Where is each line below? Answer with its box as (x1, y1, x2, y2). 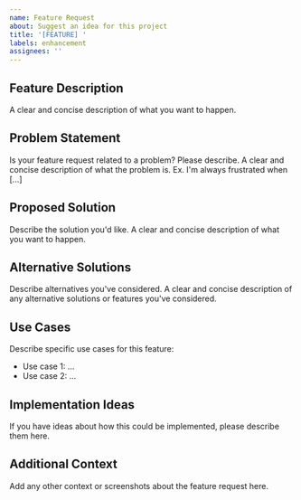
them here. (9, 430, 50, 441)
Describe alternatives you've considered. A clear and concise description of (9, 284, 293, 295)
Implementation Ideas (9, 397, 136, 412)
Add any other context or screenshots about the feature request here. (9, 480, 269, 491)
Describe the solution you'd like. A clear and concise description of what (9, 223, 280, 235)
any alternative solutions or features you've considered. (9, 293, 217, 304)
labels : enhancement (9, 38, 88, 48)
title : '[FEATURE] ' (9, 30, 88, 39)
